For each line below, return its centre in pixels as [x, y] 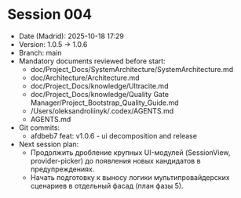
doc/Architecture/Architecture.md [85, 77]
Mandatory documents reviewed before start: [92, 61]
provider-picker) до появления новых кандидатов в [115, 160]
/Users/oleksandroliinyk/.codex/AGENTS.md [102, 110]
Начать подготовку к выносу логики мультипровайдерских [130, 177]
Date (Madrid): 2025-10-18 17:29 [71, 36]
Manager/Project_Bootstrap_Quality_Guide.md [104, 103]
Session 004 [49, 14]
